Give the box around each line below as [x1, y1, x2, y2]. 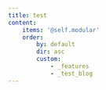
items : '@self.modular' [22, 26, 101, 34]
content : [8, 19, 37, 27]
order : [22, 33, 44, 41]
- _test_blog [49, 70, 93, 77]
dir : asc [36, 48, 65, 56]
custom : [36, 56, 61, 63]
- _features [49, 63, 90, 70]
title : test [8, 11, 47, 20]
